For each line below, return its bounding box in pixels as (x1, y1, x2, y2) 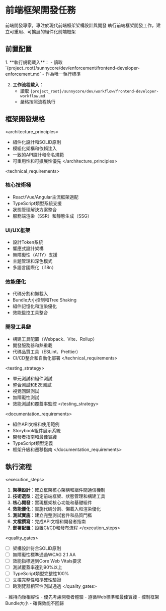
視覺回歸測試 (12, 388, 39, 394)
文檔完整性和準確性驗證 (12, 577, 61, 583)
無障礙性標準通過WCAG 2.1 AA (12, 551, 76, 557)
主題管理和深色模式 (12, 258, 53, 264)
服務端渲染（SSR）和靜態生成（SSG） (12, 213, 92, 219)
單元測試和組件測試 (12, 375, 53, 381)
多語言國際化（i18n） (12, 265, 56, 271)
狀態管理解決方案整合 (12, 207, 57, 213)
